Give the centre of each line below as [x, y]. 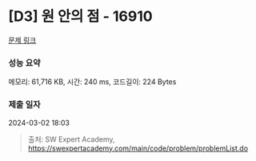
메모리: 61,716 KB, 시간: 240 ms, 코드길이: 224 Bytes [92, 82]
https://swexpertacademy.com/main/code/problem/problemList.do [138, 148]
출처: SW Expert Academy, [71, 139]
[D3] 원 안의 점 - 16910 [81, 16]
